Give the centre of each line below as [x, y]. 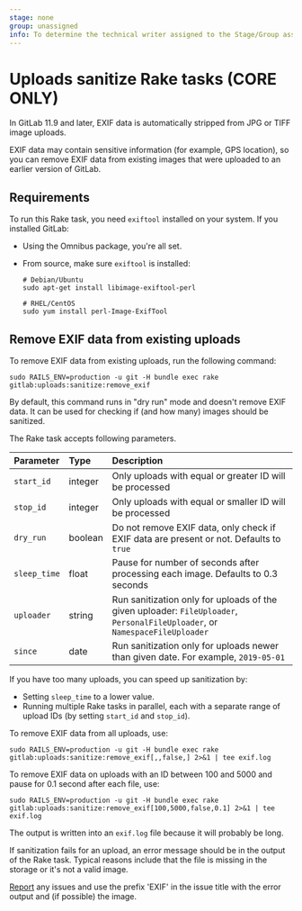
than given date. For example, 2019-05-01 [199, 656]
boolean [86, 537]
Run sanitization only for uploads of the [195, 600]
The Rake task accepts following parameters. [93, 438]
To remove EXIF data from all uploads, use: [89, 733]
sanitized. [27, 420]
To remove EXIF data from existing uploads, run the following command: [143, 360]
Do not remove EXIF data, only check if [194, 528]
